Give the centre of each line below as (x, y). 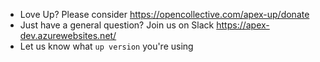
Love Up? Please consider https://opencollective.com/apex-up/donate (164, 14)
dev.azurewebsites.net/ (68, 35)
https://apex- (243, 25)
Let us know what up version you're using (106, 46)
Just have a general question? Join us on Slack (117, 25)
